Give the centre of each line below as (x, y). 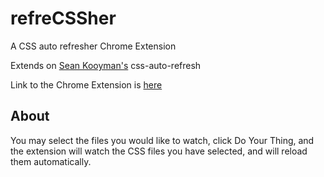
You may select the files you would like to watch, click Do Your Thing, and (162, 140)
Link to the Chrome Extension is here (86, 84)
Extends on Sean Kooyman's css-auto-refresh (106, 65)
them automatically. (51, 161)
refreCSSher (63, 18)
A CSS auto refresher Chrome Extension (93, 46)
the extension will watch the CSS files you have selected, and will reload (159, 151)
